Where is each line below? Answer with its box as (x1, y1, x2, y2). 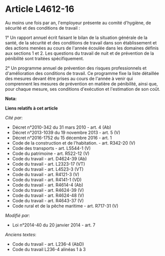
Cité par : (5, 114, 23, 120)
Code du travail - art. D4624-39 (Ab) (12, 155, 87, 161)
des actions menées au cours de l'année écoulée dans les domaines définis (5, 45, 159, 51)
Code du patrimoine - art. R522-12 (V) (12, 150, 90, 156)
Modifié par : (5, 212, 31, 218)
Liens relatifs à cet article (5, 105, 58, 111)
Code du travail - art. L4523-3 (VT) (12, 166, 84, 172)
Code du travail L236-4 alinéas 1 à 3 (12, 246, 86, 252)
